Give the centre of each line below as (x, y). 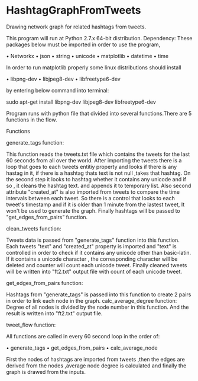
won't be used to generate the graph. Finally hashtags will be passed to (93, 210)
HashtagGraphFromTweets (74, 10)
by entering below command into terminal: (58, 90)
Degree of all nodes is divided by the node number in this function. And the (98, 307)
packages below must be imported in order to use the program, (83, 44)
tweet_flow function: (31, 325)
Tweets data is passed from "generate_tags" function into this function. (93, 240)
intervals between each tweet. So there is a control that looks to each (91, 198)
